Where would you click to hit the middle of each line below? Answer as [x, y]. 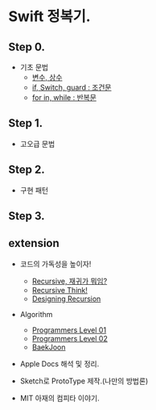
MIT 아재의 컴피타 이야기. [60, 398]
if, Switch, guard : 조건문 [72, 87]
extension [34, 243]
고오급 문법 [37, 144]
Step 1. [26, 123]
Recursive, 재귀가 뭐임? [70, 281]
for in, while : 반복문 [64, 97]
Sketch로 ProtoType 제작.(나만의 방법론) [84, 381]
